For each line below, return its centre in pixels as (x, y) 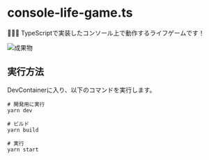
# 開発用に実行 (26, 104)
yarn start (23, 150)
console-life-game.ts (70, 13)
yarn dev (20, 110)
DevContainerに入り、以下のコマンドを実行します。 (82, 90)
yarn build (23, 130)
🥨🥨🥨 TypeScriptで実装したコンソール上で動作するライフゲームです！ (106, 33)
